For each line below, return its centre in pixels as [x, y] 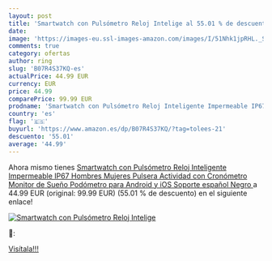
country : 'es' [32, 114]
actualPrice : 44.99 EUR [49, 76]
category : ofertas [39, 53]
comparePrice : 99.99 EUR [50, 99]
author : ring [30, 62]
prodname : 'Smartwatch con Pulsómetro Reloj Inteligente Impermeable [128, 106]
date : [17, 31]
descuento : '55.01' [41, 136]
